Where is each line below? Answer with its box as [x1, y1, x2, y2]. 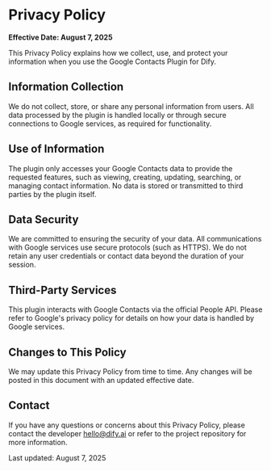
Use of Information [8, 142, 105, 156]
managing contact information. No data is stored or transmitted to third [8, 180, 244, 191]
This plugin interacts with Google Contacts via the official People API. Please [8, 305, 263, 314]
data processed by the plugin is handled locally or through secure [8, 110, 227, 120]
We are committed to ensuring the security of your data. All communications [8, 234, 262, 244]
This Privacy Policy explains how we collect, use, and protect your [8, 48, 228, 57]
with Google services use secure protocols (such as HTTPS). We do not [8, 242, 248, 252]
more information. [8, 437, 68, 447]
